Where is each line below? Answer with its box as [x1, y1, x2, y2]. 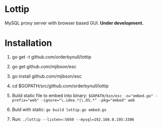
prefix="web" [11, 98, 39, 103]
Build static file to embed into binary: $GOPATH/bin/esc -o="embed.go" [11, 92, 154, 98]
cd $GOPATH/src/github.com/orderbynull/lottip [11, 83, 109, 89]
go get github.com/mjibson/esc [11, 63, 77, 69]
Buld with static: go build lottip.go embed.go [11, 106, 107, 113]
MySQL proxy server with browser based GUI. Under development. [4, 20, 144, 26]
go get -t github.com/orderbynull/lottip [11, 54, 92, 60]
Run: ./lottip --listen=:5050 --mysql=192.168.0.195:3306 [11, 116, 135, 122]
